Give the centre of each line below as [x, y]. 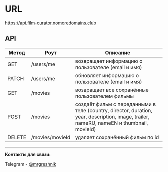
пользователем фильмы [104, 96]
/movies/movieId [51, 137]
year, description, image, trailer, [112, 117]
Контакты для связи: [28, 154]
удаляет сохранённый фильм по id [117, 137]
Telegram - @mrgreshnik [31, 164]
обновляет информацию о [107, 75]
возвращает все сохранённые [112, 90]
